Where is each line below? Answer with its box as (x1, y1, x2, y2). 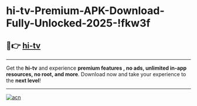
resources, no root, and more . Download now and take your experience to (6, 71, 186, 77)
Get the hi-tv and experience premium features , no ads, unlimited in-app (6, 64, 187, 71)
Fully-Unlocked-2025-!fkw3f (6, 16, 151, 30)
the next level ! (6, 77, 41, 84)
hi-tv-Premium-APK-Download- (6, 4, 165, 18)
